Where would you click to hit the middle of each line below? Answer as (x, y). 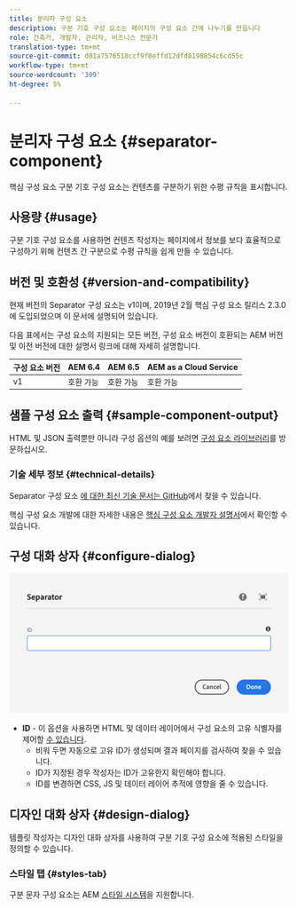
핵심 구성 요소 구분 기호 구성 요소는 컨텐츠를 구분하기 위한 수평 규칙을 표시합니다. (148, 186)
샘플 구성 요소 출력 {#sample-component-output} (144, 415)
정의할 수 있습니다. (41, 849)
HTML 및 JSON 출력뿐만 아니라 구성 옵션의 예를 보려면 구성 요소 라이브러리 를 (143, 438)
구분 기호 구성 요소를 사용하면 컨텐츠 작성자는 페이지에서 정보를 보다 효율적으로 (145, 241)
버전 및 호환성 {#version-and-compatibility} (129, 282)
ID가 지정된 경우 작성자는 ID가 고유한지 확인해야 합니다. (130, 773)
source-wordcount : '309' (55, 75)
